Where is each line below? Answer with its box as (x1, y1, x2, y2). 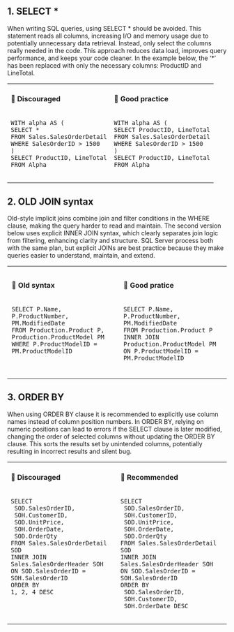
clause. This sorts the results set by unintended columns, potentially (7, 439, 203, 448)
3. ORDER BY (7, 391, 65, 404)
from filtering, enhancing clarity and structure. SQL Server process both (7, 237, 214, 245)
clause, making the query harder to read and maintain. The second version (7, 221, 221, 230)
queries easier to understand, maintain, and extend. (7, 251, 155, 260)
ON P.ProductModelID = (123, 347, 198, 355)
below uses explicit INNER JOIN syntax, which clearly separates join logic (7, 229, 219, 237)
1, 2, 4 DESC (10, 588, 54, 596)
